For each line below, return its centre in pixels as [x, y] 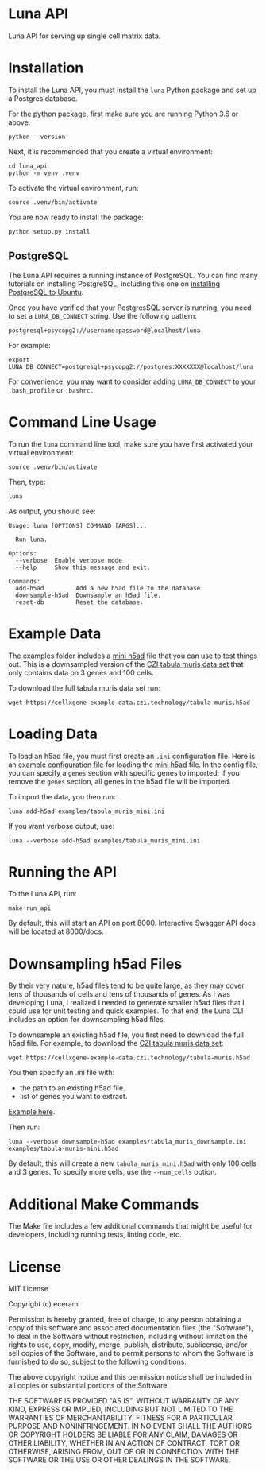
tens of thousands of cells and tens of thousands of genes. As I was [120, 994]
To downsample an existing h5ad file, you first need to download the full [126, 1035]
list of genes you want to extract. [73, 1097]
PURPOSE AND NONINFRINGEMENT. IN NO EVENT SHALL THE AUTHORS [130, 1426]
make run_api [30, 908]
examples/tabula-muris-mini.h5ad [64, 1149]
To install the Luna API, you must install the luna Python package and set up [132, 90]
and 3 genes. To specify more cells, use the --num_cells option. [112, 1172]
